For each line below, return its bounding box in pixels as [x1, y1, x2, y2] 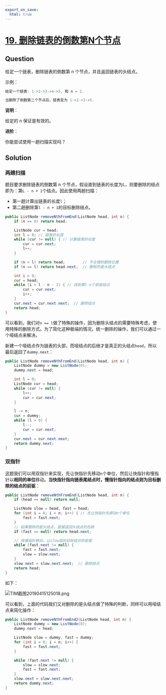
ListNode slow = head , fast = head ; [14, 506, 90, 511]
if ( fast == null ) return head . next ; [14, 529, 92, 534]
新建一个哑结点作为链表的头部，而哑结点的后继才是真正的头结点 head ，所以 [5, 343, 157, 348]
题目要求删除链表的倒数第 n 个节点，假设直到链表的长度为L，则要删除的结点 [5, 181, 160, 187]
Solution [5, 153, 32, 162]
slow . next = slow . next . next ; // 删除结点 [14, 561, 100, 566]
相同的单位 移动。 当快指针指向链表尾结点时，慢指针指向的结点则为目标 [14, 476, 157, 483]
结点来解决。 [13, 332, 40, 338]
